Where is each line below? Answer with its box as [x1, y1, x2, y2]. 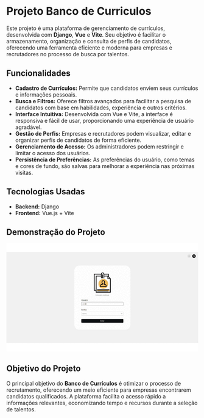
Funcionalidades [6, 68, 71, 79]
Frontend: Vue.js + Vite [15, 209, 74, 216]
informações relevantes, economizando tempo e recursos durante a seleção [6, 399, 198, 406]
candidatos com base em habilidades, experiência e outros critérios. [15, 104, 187, 111]
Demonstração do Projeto [6, 227, 105, 237]
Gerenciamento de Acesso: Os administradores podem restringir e [15, 142, 184, 150]
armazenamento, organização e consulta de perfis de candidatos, [6, 37, 172, 45]
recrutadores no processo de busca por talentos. [6, 50, 130, 57]
